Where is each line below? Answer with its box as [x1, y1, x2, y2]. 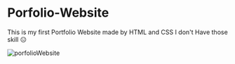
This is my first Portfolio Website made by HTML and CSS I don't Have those [7, 28, 228, 36]
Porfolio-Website [7, 5, 109, 21]
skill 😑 [7, 35, 27, 43]
